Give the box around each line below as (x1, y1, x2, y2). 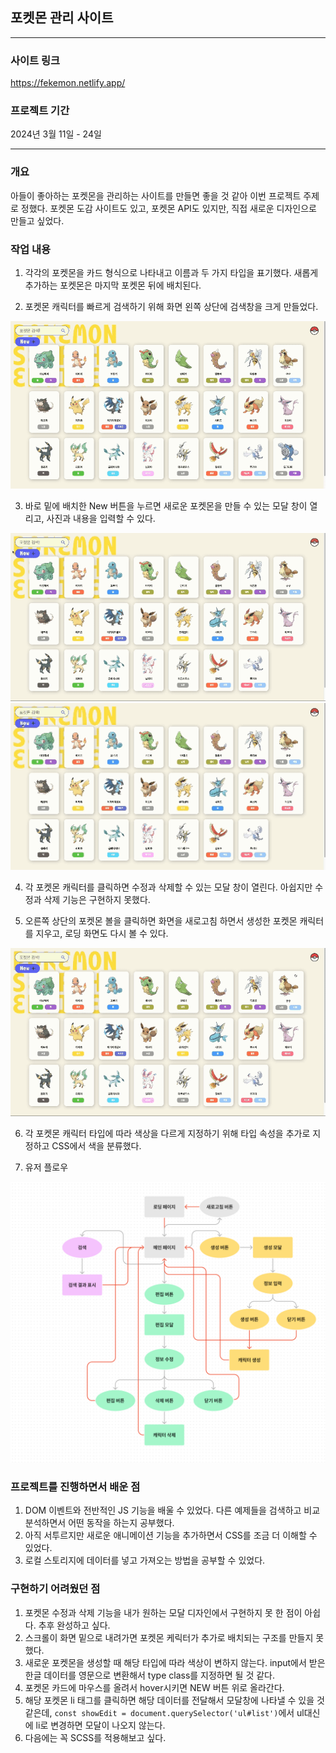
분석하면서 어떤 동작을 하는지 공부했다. (24, 1517, 175, 1529)
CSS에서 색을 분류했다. (51, 1140, 142, 1152)
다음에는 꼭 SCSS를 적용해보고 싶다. (24, 1731, 167, 1743)
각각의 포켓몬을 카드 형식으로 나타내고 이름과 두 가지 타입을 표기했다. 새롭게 (24, 267, 319, 278)
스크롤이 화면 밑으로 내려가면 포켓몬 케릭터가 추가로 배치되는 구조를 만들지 (24, 1631, 314, 1643)
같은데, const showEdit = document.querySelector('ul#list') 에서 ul (24, 1706, 305, 1718)
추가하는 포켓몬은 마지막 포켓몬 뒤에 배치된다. (24, 279, 202, 291)
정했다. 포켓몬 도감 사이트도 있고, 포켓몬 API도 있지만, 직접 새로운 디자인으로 (20, 202, 317, 214)
